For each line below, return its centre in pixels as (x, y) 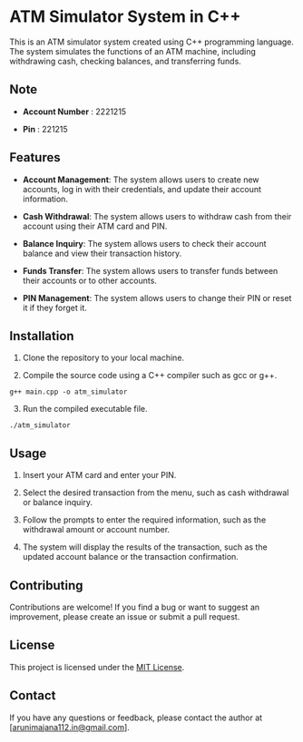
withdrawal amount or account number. (96, 530)
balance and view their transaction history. (102, 253)
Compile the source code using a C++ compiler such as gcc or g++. (150, 376)
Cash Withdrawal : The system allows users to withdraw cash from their (157, 216)
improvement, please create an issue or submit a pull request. (125, 617)
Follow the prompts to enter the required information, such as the (144, 520)
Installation (42, 336)
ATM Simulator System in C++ (125, 17)
